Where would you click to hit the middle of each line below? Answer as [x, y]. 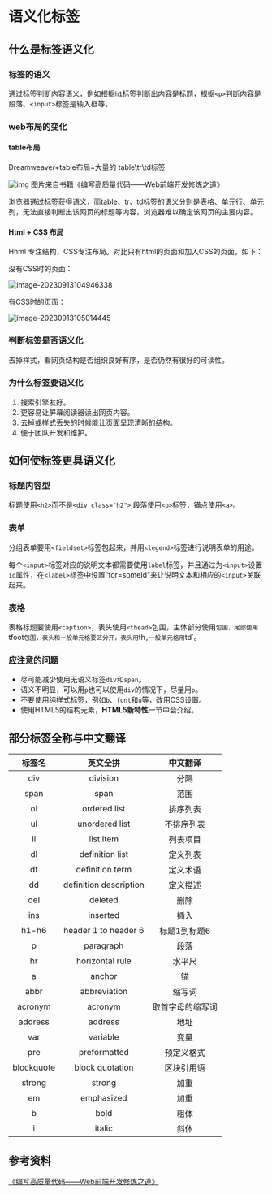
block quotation [104, 1067]
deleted [104, 900]
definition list [104, 854]
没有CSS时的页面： [41, 269]
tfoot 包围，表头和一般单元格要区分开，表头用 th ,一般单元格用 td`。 [105, 638]
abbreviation [104, 992]
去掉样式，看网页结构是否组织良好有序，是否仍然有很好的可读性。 [119, 360]
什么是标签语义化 [51, 49]
